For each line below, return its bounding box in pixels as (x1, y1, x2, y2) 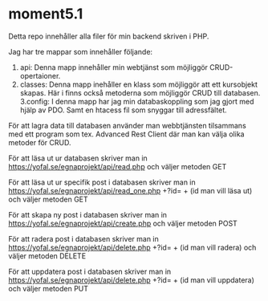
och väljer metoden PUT (8, 283, 89, 293)
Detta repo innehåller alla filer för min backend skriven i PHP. (8, 31, 209, 41)
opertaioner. (19, 71, 61, 80)
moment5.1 (8, 5, 83, 23)
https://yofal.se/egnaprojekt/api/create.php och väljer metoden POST (8, 218, 238, 228)
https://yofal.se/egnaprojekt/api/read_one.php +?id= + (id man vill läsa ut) (8, 185, 253, 195)
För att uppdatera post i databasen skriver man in (8, 266, 172, 276)
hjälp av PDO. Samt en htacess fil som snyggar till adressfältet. (19, 105, 227, 115)
